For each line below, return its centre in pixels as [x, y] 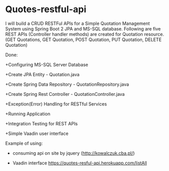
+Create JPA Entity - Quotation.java [42, 74]
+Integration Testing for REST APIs [41, 123]
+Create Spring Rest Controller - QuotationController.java [65, 94]
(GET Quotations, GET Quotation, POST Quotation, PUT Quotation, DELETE [83, 40]
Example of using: [24, 143]
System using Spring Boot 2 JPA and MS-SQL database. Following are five [83, 28]
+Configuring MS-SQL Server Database [47, 64]
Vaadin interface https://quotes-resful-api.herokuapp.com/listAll [80, 163]
